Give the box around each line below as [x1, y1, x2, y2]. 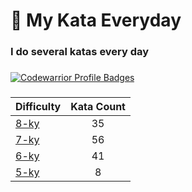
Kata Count [70, 99, 126, 113]
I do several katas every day [10, 45, 150, 59]
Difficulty [15, 99, 62, 113]
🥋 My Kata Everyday [10, 9, 182, 32]
